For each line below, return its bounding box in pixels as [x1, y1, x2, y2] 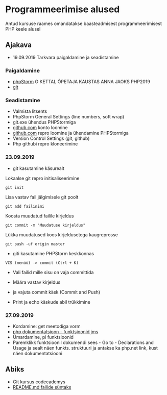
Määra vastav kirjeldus [12, 279, 61, 285]
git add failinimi [5, 204, 44, 209]
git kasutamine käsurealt [12, 165, 65, 171]
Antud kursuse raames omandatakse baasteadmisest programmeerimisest [5, 20, 162, 27]
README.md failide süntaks [12, 384, 71, 390]
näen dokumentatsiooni [12, 350, 63, 356]
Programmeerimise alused [5, 4, 120, 15]
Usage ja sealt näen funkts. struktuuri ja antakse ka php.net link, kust [12, 344, 158, 351]
